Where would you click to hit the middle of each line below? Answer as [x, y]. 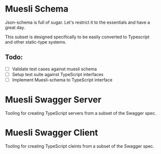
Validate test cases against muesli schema [54, 69]
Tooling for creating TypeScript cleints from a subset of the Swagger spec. [80, 146]
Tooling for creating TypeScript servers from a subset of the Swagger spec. [81, 113]
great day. [15, 27]
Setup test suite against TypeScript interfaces [58, 74]
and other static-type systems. [36, 42]
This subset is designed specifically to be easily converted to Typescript [77, 37]
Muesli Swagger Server [53, 100]
